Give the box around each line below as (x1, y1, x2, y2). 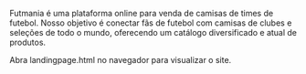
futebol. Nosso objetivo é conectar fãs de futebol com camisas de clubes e (9, 17, 292, 28)
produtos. (9, 37, 47, 48)
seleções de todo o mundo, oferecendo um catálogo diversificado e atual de (9, 27, 298, 37)
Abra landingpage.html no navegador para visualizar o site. (9, 55, 232, 65)
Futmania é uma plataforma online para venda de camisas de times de (9, 8, 274, 18)
